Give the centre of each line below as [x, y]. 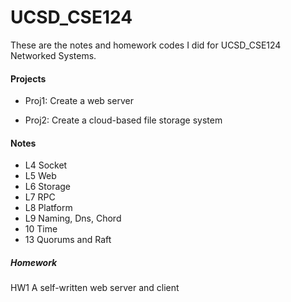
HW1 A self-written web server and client [95, 288]
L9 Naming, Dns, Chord [73, 218]
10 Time [41, 229]
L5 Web [40, 176]
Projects [28, 78]
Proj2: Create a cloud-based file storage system [123, 120]
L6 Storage [48, 187]
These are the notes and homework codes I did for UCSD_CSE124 [146, 45]
